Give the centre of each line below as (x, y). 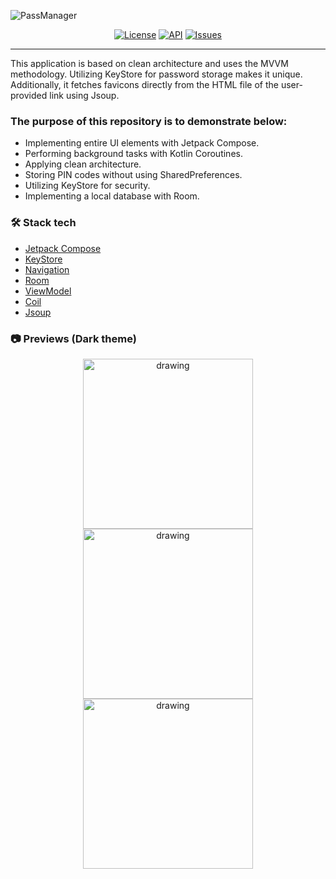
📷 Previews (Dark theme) (73, 338)
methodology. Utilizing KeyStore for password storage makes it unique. (156, 74)
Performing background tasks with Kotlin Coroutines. (133, 154)
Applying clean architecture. (83, 164)
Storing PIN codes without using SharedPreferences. (133, 175)
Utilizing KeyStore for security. (87, 186)
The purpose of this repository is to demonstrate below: (149, 121)
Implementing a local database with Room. (112, 196)
